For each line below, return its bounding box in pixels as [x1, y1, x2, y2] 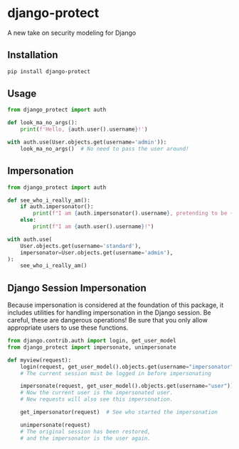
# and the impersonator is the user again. [20, 435, 152, 442]
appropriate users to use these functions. [7, 323, 129, 332]
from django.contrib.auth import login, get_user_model [7, 337, 176, 345]
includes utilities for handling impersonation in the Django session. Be [7, 308, 211, 317]
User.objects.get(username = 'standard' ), [20, 242, 142, 249]
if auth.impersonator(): [20, 203, 94, 210]
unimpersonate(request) [20, 421, 91, 428]
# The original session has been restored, [20, 428, 152, 435]
